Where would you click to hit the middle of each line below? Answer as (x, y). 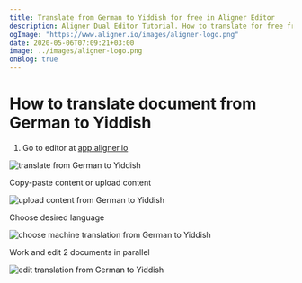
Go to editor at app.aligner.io (75, 147)
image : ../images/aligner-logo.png (76, 51)
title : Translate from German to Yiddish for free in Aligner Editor (142, 18)
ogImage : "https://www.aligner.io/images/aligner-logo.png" (124, 34)
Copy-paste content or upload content (80, 182)
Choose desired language (57, 217)
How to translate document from (133, 104)
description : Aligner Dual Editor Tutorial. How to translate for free (146, 26)
